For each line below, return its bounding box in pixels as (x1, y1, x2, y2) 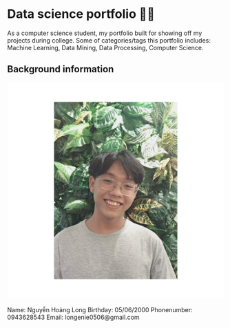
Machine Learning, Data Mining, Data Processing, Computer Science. (7, 43, 205, 52)
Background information (7, 63, 114, 75)
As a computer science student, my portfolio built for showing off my (7, 29, 202, 37)
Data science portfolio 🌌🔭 (7, 6, 155, 22)
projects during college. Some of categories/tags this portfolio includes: (7, 36, 211, 44)
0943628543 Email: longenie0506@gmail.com (7, 313, 140, 321)
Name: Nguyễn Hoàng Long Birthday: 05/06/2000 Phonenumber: (7, 305, 193, 314)
